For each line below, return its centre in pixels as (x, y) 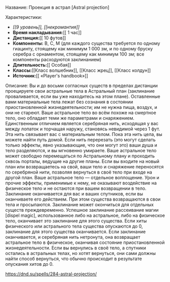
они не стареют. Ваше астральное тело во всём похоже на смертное (81, 112)
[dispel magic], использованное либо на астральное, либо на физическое (85, 215)
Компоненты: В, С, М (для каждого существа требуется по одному (86, 43)
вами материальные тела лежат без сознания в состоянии (69, 102)
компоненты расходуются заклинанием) (57, 60)
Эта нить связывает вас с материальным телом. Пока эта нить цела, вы (84, 134)
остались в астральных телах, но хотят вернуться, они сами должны (81, 253)
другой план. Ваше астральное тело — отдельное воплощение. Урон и (82, 177)
